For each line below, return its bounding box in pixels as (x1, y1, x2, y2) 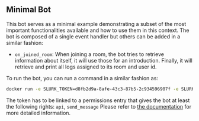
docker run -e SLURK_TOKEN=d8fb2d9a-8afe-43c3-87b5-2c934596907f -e (6, 86, 179, 92)
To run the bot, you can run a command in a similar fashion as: (6, 74, 159, 81)
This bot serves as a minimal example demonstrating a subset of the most (6, 20, 187, 27)
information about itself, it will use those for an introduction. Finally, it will (14, 57, 192, 64)
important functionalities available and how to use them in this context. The (6, 27, 190, 34)
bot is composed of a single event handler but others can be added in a (6, 32, 181, 40)
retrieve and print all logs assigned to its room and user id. (14, 63, 157, 70)
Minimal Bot (6, 5, 52, 15)
